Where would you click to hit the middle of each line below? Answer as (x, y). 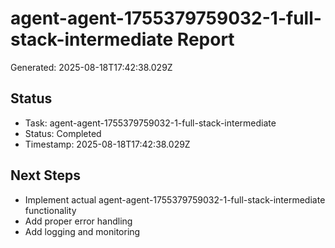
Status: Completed (63, 133)
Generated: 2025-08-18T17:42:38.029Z (91, 67)
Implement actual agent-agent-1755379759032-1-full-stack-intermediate (175, 199)
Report (205, 39)
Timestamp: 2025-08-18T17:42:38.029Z (107, 144)
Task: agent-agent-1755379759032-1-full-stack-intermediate (150, 123)
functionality (50, 210)
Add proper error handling (78, 221)
